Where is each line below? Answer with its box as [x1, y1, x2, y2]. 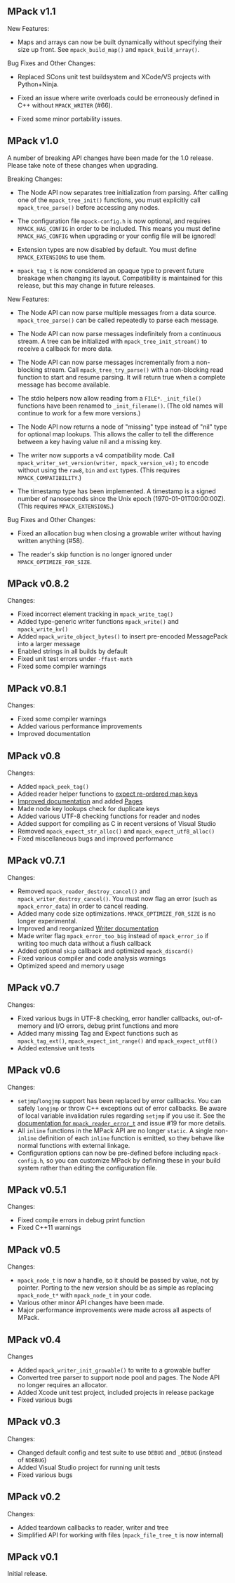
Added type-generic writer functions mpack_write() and [17, 617, 179, 626]
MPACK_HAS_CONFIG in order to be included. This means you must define [17, 224, 221, 232]
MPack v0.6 [7, 1064, 61, 1076]
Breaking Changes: [7, 175, 63, 183]
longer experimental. [17, 916, 78, 925]
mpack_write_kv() [17, 626, 69, 634]
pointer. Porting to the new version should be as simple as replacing [17, 1283, 214, 1292]
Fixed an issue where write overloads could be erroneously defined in [17, 93, 220, 102]
